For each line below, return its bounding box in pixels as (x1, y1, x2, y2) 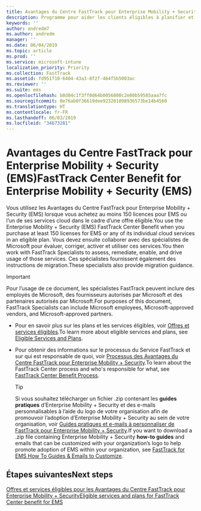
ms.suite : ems (6, 87, 42, 93)
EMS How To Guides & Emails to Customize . (14, 452, 124, 459)
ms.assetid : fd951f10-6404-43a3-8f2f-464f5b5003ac (6, 76, 135, 82)
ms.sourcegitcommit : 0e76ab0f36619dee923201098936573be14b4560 (6, 98, 167, 104)
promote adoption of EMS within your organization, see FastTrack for (14, 446, 185, 453)
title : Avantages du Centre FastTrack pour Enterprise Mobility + (6, 8, 175, 15)
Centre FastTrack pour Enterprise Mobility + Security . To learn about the (14, 359, 191, 366)
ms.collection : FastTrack (6, 70, 71, 76)
